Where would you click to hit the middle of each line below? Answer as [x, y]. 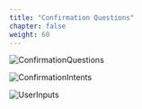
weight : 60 [30, 34]
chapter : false [38, 26]
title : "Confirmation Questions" [72, 18]
